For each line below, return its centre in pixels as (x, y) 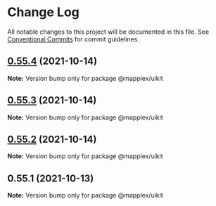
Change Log (43, 12)
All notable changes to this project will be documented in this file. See (108, 32)
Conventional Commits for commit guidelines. (73, 39)
